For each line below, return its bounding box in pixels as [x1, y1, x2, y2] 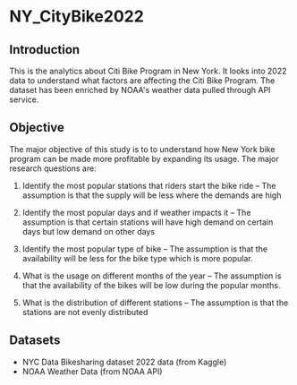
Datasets [9, 333, 61, 348]
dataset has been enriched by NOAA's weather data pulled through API [9, 85, 271, 95]
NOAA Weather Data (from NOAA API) [21, 365, 163, 377]
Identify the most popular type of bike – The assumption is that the [21, 244, 268, 254]
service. [9, 94, 39, 105]
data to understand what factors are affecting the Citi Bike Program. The [9, 75, 276, 86]
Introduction [9, 42, 81, 57]
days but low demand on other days [21, 226, 155, 236]
